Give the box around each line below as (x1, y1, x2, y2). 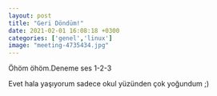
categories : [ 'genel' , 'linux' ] (8, 34, 113, 42)
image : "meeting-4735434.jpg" (8, 42, 110, 50)
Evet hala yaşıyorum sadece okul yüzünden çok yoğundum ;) (8, 79, 210, 89)
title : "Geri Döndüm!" (8, 19, 84, 27)
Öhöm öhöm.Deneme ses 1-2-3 (8, 63, 112, 73)
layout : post (8, 11, 52, 20)
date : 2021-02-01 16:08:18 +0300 (8, 26, 120, 34)
